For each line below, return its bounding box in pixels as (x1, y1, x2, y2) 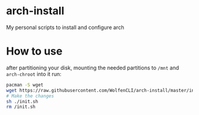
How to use (6, 44, 63, 58)
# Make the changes (6, 93, 54, 99)
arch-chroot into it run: (6, 70, 62, 78)
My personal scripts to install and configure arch (6, 24, 124, 31)
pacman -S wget (6, 82, 44, 88)
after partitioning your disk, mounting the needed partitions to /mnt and (6, 64, 179, 71)
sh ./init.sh (6, 98, 38, 104)
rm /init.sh (6, 104, 36, 110)
